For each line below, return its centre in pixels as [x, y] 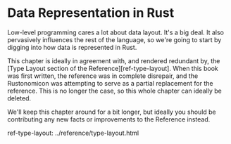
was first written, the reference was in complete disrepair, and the [103, 76]
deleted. [19, 98]
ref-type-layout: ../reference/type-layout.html [73, 133]
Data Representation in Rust [91, 13]
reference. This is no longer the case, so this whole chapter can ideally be [114, 91]
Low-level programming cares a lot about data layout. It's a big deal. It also [115, 32]
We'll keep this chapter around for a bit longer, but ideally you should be [112, 112]
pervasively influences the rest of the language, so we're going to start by [114, 39]
